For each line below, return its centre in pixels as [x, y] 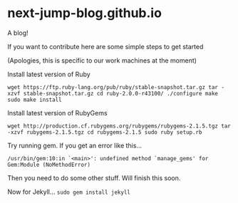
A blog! [18, 33]
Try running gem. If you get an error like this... [75, 145]
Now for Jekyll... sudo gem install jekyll [69, 192]
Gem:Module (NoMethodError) [49, 165]
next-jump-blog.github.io [85, 13]
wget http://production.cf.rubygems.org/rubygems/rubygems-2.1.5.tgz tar [119, 126]
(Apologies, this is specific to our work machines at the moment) [102, 60]
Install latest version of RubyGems [58, 113]
